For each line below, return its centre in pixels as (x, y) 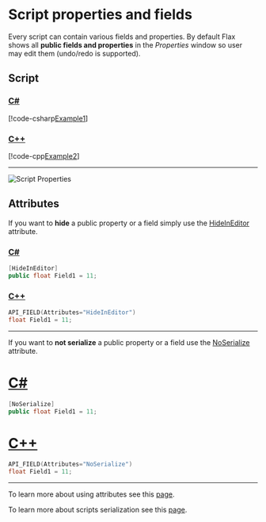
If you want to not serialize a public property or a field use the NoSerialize (129, 342)
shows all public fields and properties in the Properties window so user (125, 44)
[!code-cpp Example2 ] (44, 155)
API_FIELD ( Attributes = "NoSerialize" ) (70, 464)
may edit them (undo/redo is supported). (74, 53)
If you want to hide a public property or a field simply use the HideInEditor (129, 223)
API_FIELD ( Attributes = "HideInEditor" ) (72, 313)
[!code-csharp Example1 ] (48, 118)
